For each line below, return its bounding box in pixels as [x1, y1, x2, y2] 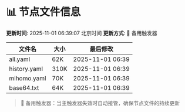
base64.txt [9, 83, 39, 91]
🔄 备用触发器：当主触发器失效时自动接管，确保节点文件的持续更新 [20, 99, 180, 106]
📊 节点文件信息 [6, 5, 81, 19]
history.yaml [9, 65, 43, 73]
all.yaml [9, 55, 31, 63]
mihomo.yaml [9, 74, 46, 82]
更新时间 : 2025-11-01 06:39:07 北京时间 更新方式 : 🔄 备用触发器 [6, 29, 157, 36]
